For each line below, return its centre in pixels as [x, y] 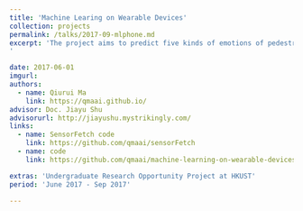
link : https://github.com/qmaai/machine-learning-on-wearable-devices [161, 160]
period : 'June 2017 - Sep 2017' [70, 184]
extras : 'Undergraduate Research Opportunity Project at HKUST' [133, 176]
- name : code [42, 151]
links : [22, 126]
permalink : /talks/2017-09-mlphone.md [82, 34]
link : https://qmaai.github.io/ [86, 101]
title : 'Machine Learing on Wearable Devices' [98, 18]
